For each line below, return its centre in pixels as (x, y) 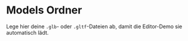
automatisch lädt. (27, 32)
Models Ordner (44, 10)
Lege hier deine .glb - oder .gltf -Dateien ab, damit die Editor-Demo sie (94, 26)
